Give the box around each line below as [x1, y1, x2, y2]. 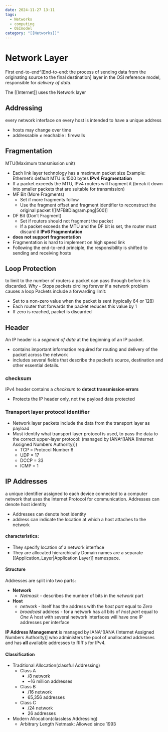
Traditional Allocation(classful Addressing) [12, 662, 100, 668]
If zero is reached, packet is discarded [12, 309, 92, 315]
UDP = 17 [20, 452, 39, 458]
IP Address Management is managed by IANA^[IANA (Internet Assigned [5, 629, 154, 635]
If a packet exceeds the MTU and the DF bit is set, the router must [20, 223, 156, 229]
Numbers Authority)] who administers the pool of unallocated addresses [5, 635, 155, 640]
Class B [20, 684, 36, 690]
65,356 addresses [27, 694, 65, 700]
